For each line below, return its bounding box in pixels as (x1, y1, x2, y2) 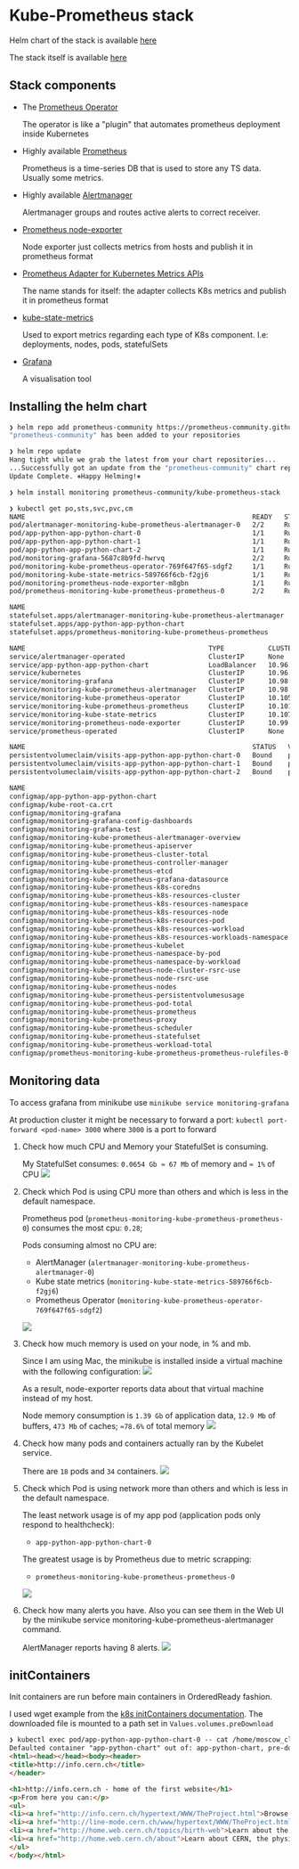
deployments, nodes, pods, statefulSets (21, 339, 168, 349)
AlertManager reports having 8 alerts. (21, 1642, 160, 1653)
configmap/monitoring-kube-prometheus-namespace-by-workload (9, 958, 241, 967)
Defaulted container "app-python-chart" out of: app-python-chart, (9, 1743, 265, 1753)
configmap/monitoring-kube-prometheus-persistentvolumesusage (9, 991, 245, 1000)
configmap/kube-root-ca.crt (9, 800, 114, 809)
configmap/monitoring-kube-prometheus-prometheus (9, 1008, 198, 1016)
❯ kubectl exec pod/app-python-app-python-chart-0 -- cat (9, 1735, 229, 1744)
